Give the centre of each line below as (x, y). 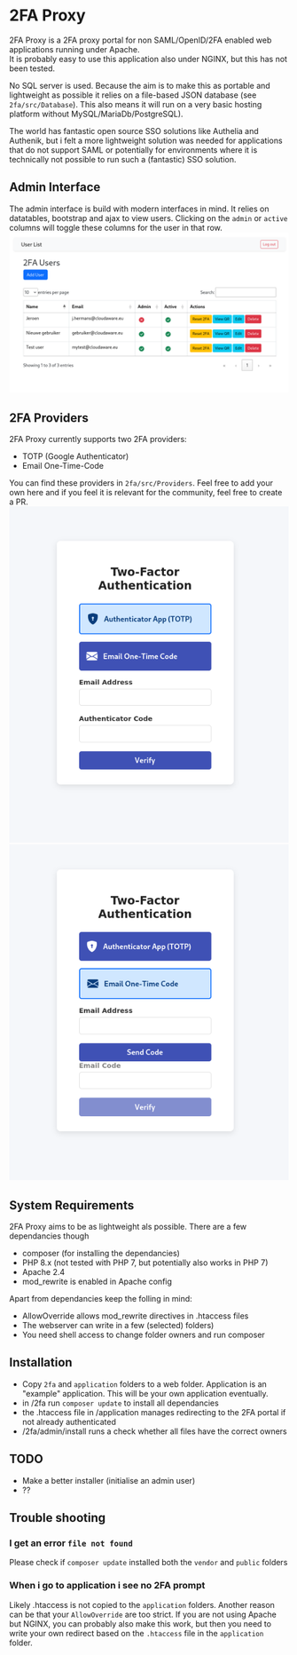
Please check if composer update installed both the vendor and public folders (148, 1563)
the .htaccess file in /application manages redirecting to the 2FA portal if (154, 1412)
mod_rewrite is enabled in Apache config (97, 1282)
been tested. (32, 68)
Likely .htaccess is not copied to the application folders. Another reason (142, 1604)
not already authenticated (69, 1421)
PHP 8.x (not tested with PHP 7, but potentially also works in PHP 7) (145, 1263)
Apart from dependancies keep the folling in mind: (101, 1299)
